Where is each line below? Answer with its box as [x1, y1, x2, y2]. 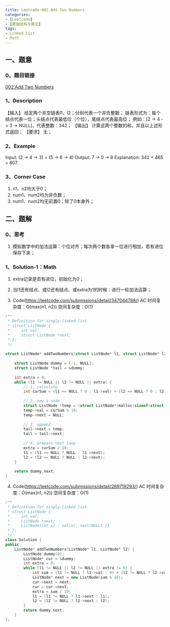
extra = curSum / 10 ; [23, 445, 69, 450]
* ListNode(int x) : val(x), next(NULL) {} [7, 523, 110, 528]
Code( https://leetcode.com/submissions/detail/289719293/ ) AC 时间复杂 [12, 484, 164, 490]
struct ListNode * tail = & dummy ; [14, 366, 85, 371]
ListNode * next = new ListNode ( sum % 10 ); [32, 575, 123, 580]
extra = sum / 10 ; [32, 589, 71, 594]
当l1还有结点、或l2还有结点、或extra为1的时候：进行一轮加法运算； [12, 286, 152, 293]
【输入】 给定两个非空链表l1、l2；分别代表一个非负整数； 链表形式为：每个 [5, 110, 161, 116]
